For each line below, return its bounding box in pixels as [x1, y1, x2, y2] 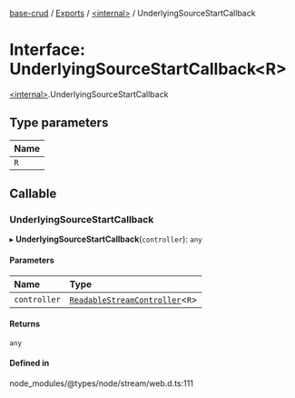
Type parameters [9, 115, 109, 131]
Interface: [9, 40, 86, 60]
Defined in [9, 358, 50, 369]
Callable [9, 186, 57, 202]
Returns [9, 318, 41, 330]
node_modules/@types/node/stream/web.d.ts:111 [9, 378, 193, 389]
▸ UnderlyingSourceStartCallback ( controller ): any [9, 234, 202, 244]
